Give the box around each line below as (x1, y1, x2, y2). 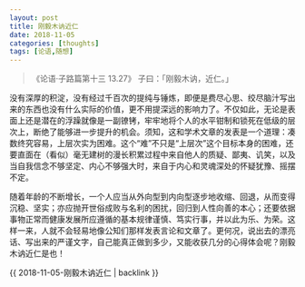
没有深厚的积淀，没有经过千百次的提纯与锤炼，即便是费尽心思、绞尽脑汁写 (9, 93, 288, 104)
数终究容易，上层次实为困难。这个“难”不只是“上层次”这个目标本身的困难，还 (9, 138, 294, 149)
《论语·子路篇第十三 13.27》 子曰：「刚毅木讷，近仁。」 (31, 74, 234, 84)
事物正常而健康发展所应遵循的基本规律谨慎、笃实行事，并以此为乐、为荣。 (9, 214, 288, 225)
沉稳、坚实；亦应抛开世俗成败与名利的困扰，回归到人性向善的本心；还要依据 (9, 203, 296, 213)
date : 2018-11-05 (9, 30, 75, 39)
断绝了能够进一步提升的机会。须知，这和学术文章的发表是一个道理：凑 (33, 126, 296, 137)
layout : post (9, 13, 59, 23)
